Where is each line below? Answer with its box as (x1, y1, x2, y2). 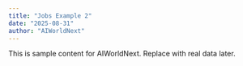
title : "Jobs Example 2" (8, 11, 92, 20)
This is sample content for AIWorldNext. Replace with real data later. (8, 49, 237, 59)
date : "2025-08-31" (8, 19, 75, 27)
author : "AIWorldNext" (8, 27, 85, 35)
